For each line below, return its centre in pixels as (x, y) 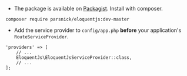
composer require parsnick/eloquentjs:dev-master (68, 19)
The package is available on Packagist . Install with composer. (88, 9)
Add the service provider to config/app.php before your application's (98, 30)
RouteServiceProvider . (41, 37)
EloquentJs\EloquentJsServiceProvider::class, (74, 58)
